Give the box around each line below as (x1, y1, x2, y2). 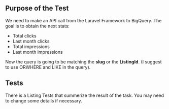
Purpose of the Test (5, 4, 69, 13)
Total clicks (12, 32, 37, 39)
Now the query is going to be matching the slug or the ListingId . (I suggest (5, 58, 162, 65)
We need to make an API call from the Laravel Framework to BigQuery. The (5, 17, 162, 23)
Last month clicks (12, 38, 50, 44)
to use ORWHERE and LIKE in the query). (5, 64, 91, 70)
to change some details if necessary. (5, 97, 82, 103)
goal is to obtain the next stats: (5, 23, 70, 29)
